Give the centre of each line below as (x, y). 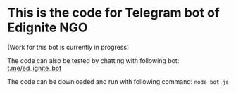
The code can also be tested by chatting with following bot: (93, 60)
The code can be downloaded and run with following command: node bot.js (118, 81)
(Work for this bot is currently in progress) (68, 47)
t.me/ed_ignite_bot (35, 68)
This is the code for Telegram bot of (113, 13)
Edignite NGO (48, 28)
